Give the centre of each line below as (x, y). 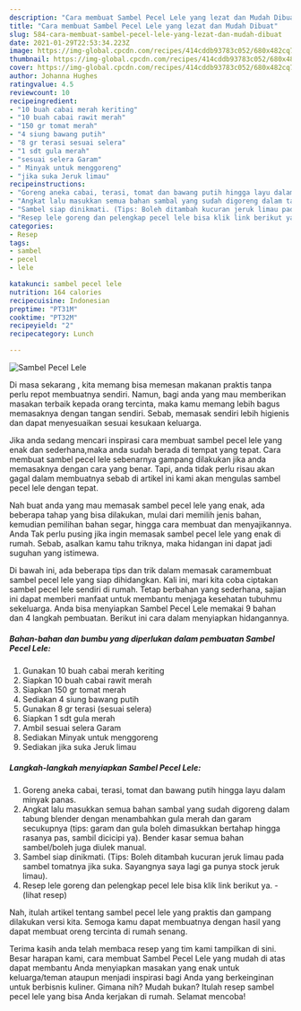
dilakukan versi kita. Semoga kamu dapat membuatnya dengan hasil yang (145, 921)
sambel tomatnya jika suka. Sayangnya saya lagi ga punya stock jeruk (151, 866)
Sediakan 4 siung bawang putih (81, 699)
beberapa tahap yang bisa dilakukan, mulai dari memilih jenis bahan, (135, 515)
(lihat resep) (44, 894)
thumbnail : (30, 59)
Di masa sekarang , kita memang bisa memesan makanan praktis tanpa (141, 385)
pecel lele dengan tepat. (54, 488)
